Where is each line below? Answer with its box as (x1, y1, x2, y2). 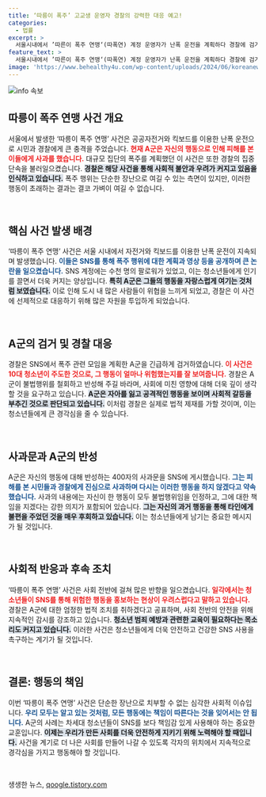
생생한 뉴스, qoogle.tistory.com (8, 780, 108, 789)
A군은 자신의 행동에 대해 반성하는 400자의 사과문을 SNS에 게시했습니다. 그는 (8, 472, 245, 482)
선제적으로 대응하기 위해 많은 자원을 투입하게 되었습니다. (16, 296, 190, 306)
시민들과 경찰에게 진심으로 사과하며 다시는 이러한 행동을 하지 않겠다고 (30, 482, 242, 491)
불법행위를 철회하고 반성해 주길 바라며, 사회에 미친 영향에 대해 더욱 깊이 (22, 379, 243, 389)
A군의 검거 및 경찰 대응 (8, 337, 112, 350)
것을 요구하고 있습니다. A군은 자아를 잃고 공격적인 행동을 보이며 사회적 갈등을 (16, 389, 252, 398)
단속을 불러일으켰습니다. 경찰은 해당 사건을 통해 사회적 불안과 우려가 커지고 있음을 (8, 163, 257, 173)
